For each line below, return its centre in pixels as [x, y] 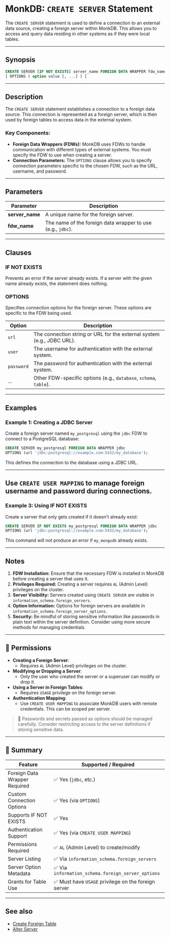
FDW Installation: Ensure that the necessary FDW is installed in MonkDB [88, 573]
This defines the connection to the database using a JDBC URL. [72, 462]
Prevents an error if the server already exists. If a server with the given [79, 278]
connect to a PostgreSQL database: [42, 439]
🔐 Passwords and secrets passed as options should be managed [85, 719]
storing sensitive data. [41, 729]
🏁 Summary [24, 750]
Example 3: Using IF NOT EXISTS [46, 506]
